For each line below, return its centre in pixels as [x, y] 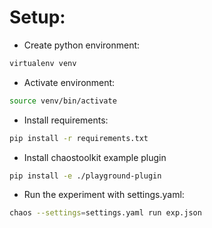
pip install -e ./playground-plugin [85, 176]
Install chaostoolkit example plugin [95, 157]
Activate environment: [69, 82]
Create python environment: [82, 45]
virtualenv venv [43, 63]
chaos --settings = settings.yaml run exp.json [105, 213]
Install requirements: [66, 120]
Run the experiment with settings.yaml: [104, 195]
